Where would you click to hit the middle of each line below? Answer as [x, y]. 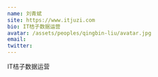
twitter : [20, 46]
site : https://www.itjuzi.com [51, 20]
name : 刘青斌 [24, 14]
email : [17, 40]
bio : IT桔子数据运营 [34, 26]
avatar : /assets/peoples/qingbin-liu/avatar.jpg [79, 33]
